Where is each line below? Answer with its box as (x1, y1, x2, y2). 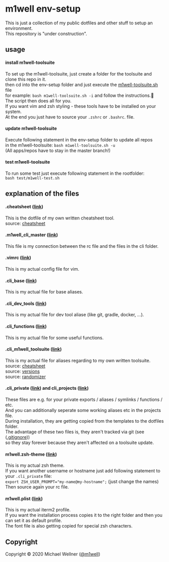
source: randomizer (5, 373, 46, 380)
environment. (5, 25, 33, 31)
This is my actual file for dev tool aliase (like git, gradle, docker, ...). (5, 312, 144, 318)
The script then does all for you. (5, 97, 72, 104)
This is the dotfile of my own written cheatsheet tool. (5, 215, 115, 221)
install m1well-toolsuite (5, 59, 55, 65)
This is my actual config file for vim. (5, 266, 80, 272)
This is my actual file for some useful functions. (5, 334, 104, 341)
